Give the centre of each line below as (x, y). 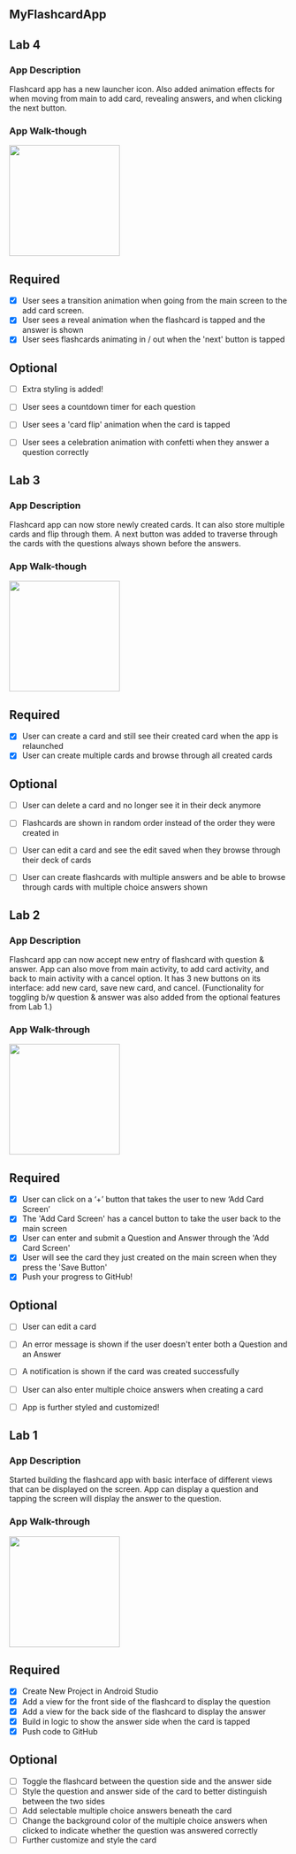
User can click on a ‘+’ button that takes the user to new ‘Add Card (143, 1200)
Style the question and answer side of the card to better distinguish (144, 1791)
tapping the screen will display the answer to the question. (115, 1499)
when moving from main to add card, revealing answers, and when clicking (146, 99)
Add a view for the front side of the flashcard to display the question (146, 1701)
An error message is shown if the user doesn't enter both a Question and (155, 1344)
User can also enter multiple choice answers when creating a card (142, 1389)
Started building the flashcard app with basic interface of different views (141, 1480)
